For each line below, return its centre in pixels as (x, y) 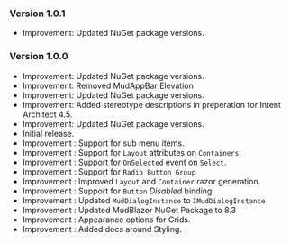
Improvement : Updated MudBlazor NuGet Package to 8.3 (129, 210)
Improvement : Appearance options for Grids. (106, 220)
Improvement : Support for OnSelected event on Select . (124, 162)
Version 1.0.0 (39, 57)
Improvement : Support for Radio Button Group (109, 171)
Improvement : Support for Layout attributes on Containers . (131, 152)
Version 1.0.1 (37, 13)
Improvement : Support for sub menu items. (103, 143)
